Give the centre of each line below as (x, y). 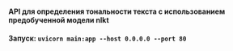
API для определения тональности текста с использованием (117, 11)
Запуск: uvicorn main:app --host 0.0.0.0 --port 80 (97, 38)
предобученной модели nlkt (59, 19)
